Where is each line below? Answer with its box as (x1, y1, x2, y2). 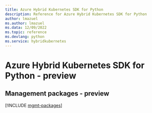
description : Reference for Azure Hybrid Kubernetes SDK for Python (5, 12, 147, 17)
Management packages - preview (5, 90, 110, 98)
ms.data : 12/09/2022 (5, 25, 47, 30)
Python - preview (5, 70, 76, 81)
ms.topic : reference (5, 30, 47, 35)
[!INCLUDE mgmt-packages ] (5, 102, 62, 108)
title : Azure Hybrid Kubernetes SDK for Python (5, 7, 104, 12)
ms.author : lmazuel (5, 20, 45, 26)
